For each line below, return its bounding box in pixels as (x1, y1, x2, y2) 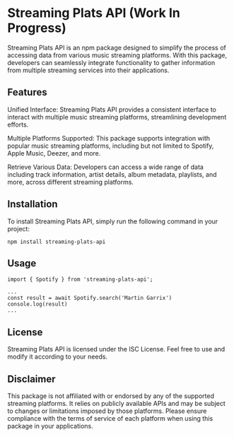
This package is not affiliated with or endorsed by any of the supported (7, 392, 214, 400)
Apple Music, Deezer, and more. (7, 148, 101, 157)
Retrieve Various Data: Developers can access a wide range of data (7, 163, 204, 171)
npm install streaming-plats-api (7, 238, 106, 245)
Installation (7, 198, 58, 210)
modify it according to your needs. (7, 352, 108, 361)
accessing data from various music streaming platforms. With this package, (7, 51, 228, 59)
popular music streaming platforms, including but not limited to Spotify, (7, 141, 214, 150)
